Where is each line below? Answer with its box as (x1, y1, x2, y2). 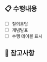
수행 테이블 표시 (11, 33, 43, 39)
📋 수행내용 (4, 4, 38, 13)
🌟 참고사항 (4, 49, 35, 58)
